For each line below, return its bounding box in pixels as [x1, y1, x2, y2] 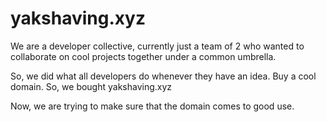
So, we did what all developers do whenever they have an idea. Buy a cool [10, 70, 317, 82]
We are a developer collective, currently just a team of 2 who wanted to [10, 40, 305, 52]
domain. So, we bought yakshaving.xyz [10, 80, 173, 92]
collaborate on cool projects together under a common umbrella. [10, 50, 277, 62]
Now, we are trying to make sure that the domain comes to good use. [10, 100, 295, 112]
